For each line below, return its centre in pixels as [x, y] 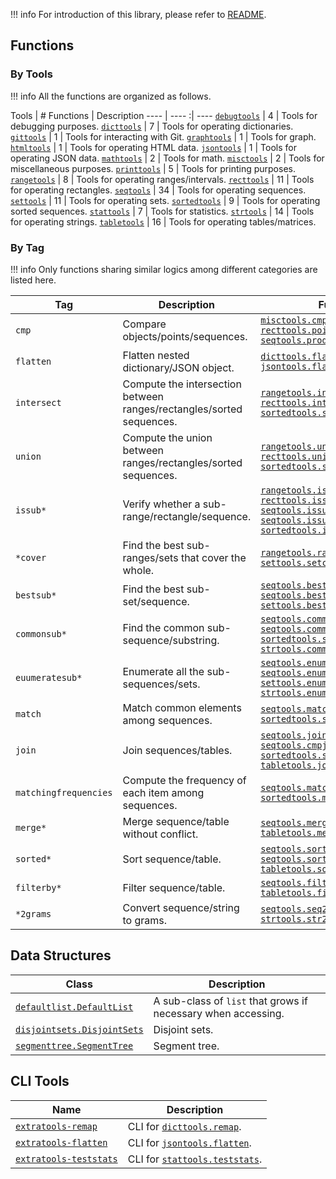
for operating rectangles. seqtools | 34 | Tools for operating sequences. [158, 190]
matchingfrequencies [64, 792]
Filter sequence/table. [174, 887]
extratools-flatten [61, 1142]
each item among [163, 792]
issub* [31, 510]
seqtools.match [296, 708]
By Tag [27, 247]
